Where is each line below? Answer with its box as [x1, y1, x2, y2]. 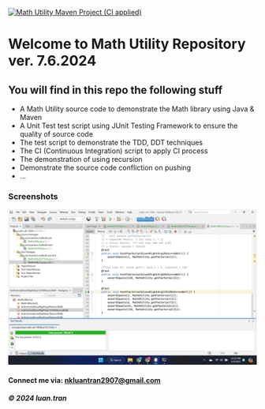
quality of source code [19, 129, 93, 138]
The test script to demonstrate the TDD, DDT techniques [19, 138, 203, 147]
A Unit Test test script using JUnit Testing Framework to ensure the [19, 121, 238, 130]
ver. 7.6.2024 [8, 52, 97, 70]
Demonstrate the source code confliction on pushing [19, 163, 192, 172]
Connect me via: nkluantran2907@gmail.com [8, 375, 161, 385]
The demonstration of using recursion [19, 155, 144, 163]
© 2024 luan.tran [8, 393, 67, 403]
